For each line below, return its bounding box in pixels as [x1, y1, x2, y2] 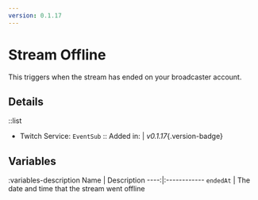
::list [8, 116, 22, 125]
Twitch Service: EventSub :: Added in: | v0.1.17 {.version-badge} [19, 132, 224, 141]
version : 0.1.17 [8, 11, 62, 20]
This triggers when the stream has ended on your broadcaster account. [8, 72, 242, 82]
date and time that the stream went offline [8, 184, 145, 194]
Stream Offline [8, 45, 106, 63]
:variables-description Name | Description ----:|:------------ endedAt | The [8, 175, 251, 185]
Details [8, 94, 44, 108]
